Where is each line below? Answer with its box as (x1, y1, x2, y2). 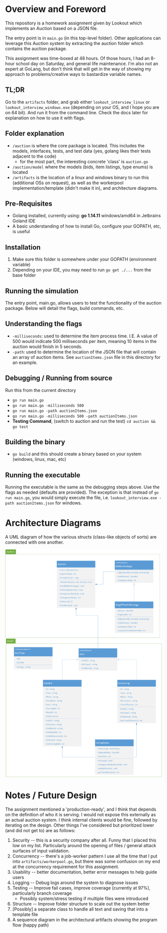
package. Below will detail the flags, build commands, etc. (5, 306, 124, 311)
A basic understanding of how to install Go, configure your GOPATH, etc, (12, 223, 162, 229)
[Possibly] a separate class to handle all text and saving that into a (12, 906, 148, 912)
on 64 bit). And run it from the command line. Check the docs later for (5, 109, 148, 115)
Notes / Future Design (5, 790, 97, 801)
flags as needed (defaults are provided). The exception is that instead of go (5, 489, 159, 495)
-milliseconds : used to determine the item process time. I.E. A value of (12, 333, 158, 339)
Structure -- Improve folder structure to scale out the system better (12, 901, 150, 907)
